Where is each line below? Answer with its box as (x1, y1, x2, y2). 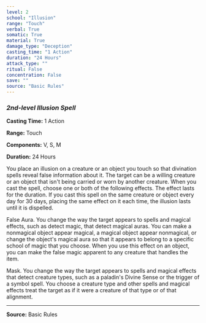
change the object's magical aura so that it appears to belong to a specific (6, 236, 194, 243)
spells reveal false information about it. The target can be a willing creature (6, 171, 196, 179)
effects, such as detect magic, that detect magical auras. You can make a (6, 222, 192, 230)
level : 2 (6, 9, 29, 15)
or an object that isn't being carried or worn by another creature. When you (6, 178, 197, 185)
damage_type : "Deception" (6, 44, 72, 50)
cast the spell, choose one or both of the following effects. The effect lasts (6, 185, 195, 192)
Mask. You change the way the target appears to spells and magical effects (6, 267, 197, 274)
